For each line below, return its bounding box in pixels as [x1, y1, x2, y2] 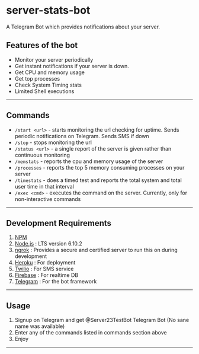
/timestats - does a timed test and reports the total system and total [14, 176, 182, 184]
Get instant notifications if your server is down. [14, 62, 129, 69]
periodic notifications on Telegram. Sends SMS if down [14, 132, 149, 139]
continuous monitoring [14, 151, 70, 158]
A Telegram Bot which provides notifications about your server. [6, 23, 161, 30]
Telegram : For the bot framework [14, 278, 97, 285]
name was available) [14, 323, 65, 330]
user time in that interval [14, 183, 74, 190]
